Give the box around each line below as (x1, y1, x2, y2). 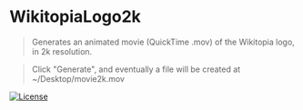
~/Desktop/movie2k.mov (31, 73, 126, 84)
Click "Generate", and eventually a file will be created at (31, 64, 241, 75)
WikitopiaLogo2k (9, 6, 141, 27)
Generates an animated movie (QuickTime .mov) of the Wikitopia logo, (31, 36, 296, 47)
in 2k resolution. (31, 45, 93, 56)
